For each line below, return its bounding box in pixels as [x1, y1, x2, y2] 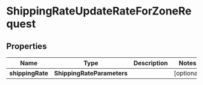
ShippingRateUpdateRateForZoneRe [6, 4, 192, 18]
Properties [6, 41, 47, 51]
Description [133, 59, 168, 67]
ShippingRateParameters [54, 69, 128, 77]
